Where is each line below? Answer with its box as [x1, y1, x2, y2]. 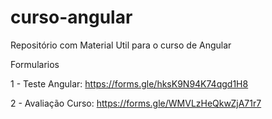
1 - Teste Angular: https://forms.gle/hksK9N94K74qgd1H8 [10, 77, 249, 90]
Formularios [10, 58, 60, 70]
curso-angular [10, 6, 133, 29]
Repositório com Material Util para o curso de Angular [10, 39, 232, 51]
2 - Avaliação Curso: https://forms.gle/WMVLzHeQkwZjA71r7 [10, 97, 262, 109]
